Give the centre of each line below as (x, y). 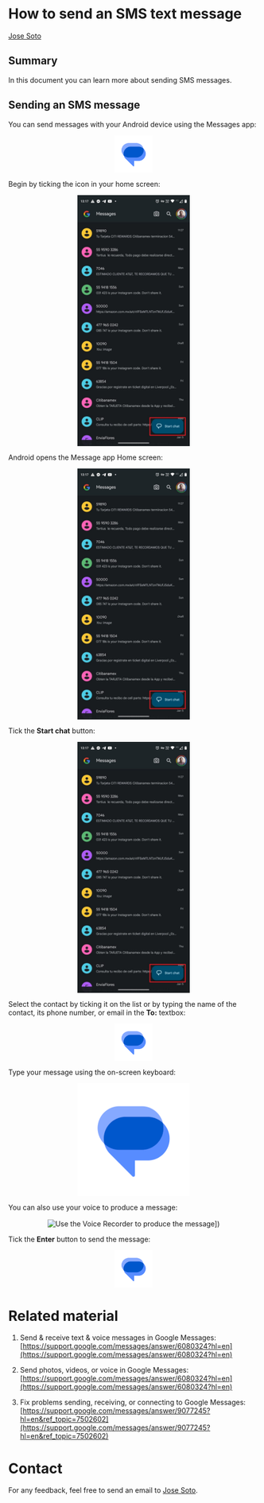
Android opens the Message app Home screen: (85, 457)
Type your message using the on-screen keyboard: (92, 1072)
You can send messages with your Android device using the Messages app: (132, 124)
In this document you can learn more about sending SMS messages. (120, 80)
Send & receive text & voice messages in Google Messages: (118, 1338)
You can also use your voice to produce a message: (93, 1208)
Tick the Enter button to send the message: (80, 1239)
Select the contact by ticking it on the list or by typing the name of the (122, 1004)
